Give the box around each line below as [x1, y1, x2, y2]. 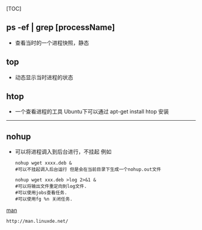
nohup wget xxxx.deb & [14, 160, 72, 166]
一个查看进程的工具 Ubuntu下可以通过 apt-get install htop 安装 [14, 108, 170, 115]
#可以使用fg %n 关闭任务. [14, 196, 73, 202]
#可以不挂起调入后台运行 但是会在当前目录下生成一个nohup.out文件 [14, 166, 161, 173]
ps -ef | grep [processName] [6, 22, 115, 32]
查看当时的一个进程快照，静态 [14, 39, 89, 46]
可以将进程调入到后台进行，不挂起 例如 [14, 148, 112, 156]
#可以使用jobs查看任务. [14, 190, 67, 196]
